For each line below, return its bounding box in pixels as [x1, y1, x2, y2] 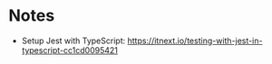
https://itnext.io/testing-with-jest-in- [127, 35, 263, 46]
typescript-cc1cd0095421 [21, 44, 119, 55]
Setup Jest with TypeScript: [21, 35, 126, 46]
